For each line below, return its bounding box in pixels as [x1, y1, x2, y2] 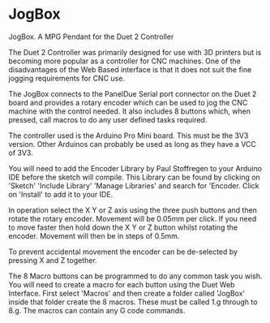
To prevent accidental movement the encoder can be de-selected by [8, 247, 238, 256]
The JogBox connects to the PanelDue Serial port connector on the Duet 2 [8, 88, 257, 98]
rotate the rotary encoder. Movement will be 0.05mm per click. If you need [8, 213, 257, 223]
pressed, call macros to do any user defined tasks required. [8, 114, 208, 124]
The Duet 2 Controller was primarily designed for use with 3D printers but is [8, 47, 262, 57]
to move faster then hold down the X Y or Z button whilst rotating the [8, 222, 238, 232]
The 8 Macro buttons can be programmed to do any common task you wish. [8, 271, 263, 281]
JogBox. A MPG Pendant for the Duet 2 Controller [8, 32, 174, 41]
